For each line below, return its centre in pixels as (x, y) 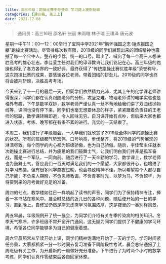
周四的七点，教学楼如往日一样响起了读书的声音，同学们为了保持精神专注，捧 (83, 192)
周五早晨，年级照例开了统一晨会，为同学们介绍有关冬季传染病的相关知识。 (81, 216)
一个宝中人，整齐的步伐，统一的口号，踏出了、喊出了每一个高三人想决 (89, 56)
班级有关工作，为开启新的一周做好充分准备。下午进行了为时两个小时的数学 (85, 251)
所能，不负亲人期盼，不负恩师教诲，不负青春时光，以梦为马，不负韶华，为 (85, 176)
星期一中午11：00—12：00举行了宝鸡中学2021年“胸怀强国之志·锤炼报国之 (80, 44)
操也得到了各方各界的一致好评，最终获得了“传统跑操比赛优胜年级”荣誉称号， (83, 69)
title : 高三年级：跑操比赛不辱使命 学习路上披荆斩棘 (53, 10)
